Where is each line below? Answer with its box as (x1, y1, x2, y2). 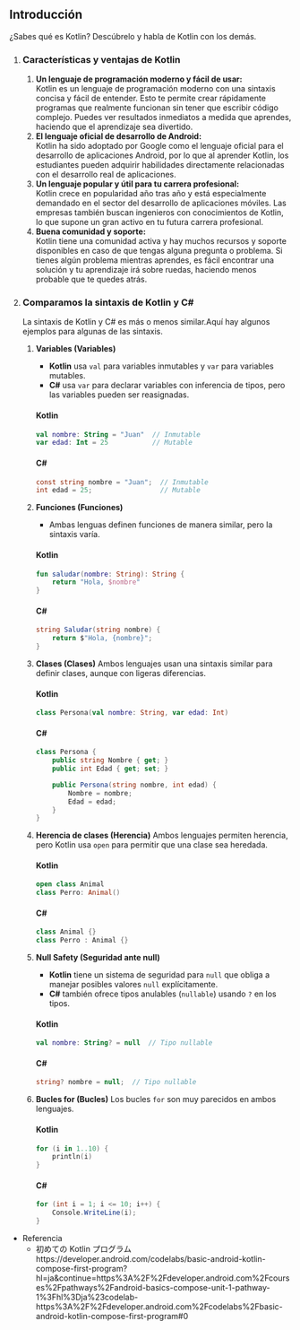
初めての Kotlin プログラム (35, 1243, 132, 1254)
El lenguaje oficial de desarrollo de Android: (35, 131, 202, 142)
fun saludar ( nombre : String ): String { (35, 569, 185, 578)
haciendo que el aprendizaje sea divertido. (35, 121, 193, 133)
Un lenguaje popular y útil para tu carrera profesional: (35, 178, 240, 189)
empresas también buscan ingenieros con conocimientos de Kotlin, (35, 207, 284, 218)
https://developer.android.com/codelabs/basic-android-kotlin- (35, 1253, 266, 1264)
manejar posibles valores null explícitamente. (48, 979, 219, 990)
